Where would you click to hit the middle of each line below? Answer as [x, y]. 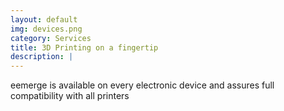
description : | [42, 57]
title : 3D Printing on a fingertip [84, 47]
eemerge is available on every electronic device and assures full [142, 85]
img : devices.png [46, 29]
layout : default [44, 19]
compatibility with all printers [70, 96]
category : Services [51, 38]
